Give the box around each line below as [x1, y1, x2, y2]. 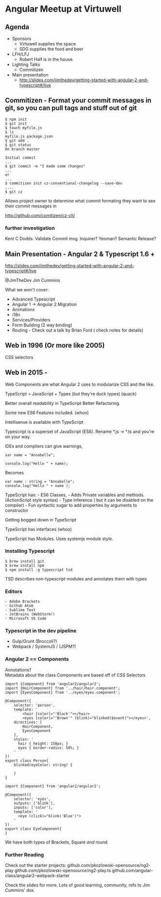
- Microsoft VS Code [5, 616, 47, 621]
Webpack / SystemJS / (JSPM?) [12, 644, 76, 650]
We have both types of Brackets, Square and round [5, 839, 108, 845]
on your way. [5, 433, 31, 439]
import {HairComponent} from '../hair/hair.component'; [5, 686, 120, 691]
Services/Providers [12, 317, 51, 322]
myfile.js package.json [5, 134, 53, 139]
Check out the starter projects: [5, 862, 66, 868]
